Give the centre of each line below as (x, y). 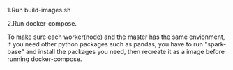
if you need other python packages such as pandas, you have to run (105, 44)
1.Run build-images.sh (39, 10)
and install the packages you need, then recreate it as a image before (125, 52)
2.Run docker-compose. (42, 23)
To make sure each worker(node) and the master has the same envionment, (116, 37)
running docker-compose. (45, 59)
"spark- (216, 44)
